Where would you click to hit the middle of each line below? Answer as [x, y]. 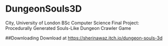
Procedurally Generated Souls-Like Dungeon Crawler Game [68, 28]
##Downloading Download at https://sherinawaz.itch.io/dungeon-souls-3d [84, 38]
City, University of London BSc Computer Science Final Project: [72, 23]
